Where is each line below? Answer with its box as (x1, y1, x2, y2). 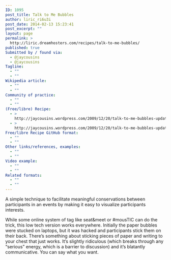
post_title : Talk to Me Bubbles (5, 12, 74, 17)
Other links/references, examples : (5, 144, 81, 150)
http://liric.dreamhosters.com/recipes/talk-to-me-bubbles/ (10, 41, 140, 46)
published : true (5, 45, 40, 50)
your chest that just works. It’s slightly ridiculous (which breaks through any (5, 238, 164, 244)
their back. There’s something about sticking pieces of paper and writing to (5, 233, 163, 239)
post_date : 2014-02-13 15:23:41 (5, 21, 74, 27)
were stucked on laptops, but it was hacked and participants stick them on (5, 227, 161, 234)
